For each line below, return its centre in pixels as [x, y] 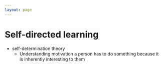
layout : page [18, 10]
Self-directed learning [52, 34]
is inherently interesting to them [52, 59]
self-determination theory [38, 48]
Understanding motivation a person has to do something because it [89, 53]
